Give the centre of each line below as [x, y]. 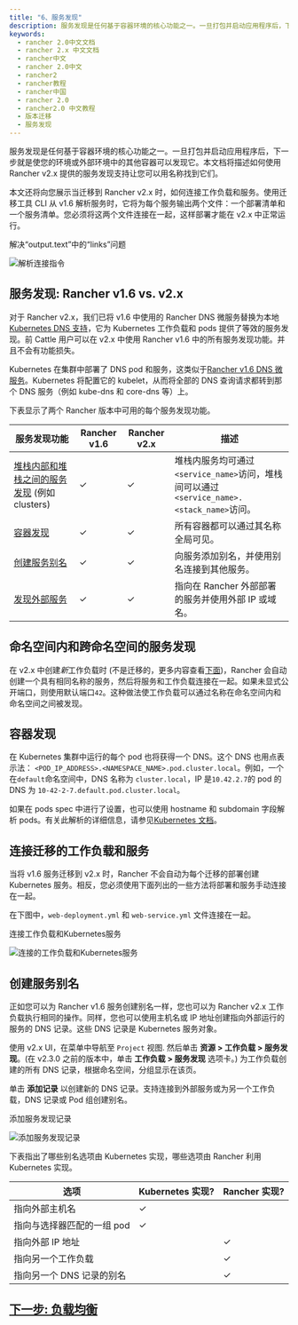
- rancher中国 [42, 91]
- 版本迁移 [35, 116]
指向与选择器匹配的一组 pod [72, 1226]
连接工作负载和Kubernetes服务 [65, 934]
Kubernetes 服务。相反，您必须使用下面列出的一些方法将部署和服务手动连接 [148, 885]
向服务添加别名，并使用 [223, 556]
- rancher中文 [42, 59]
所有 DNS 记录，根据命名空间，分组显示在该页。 [113, 1070]
